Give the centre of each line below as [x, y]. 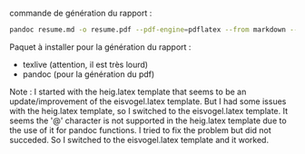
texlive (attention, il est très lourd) [85, 64]
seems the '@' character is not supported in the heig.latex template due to [148, 120]
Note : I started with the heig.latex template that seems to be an [128, 91]
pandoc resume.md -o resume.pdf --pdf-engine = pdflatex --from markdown [148, 30]
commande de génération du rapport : [81, 13]
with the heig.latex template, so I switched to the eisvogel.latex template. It [149, 111]
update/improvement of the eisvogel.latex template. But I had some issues [148, 101]
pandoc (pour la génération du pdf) [89, 74]
